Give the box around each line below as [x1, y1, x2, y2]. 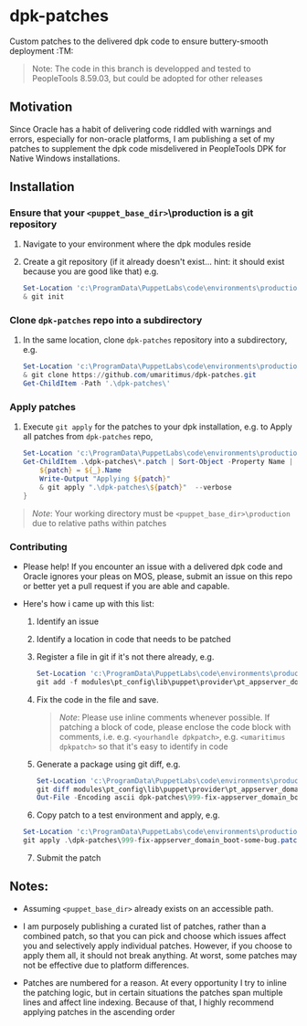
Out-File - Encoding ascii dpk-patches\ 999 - [36, 793, 206, 802]
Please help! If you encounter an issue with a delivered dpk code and [22, 561, 283, 572]
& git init [22, 292, 65, 301]
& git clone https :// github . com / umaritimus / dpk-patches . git [22, 371, 257, 380]
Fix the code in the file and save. [36, 693, 159, 704]
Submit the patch [36, 852, 101, 863]
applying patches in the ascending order [22, 1006, 175, 1017]
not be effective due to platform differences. [22, 959, 190, 970]
